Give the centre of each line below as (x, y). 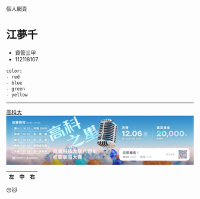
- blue (14, 83)
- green (16, 89)
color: (14, 71)
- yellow (17, 95)
